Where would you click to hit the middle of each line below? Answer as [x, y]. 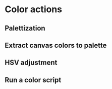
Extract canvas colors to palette [56, 45]
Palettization [25, 28]
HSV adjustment [31, 63]
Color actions [34, 9]
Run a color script [33, 80]
